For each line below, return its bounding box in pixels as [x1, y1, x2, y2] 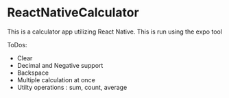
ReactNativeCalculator [7, 5, 139, 21]
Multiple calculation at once [16, 75, 96, 84]
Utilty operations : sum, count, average [16, 83, 128, 91]
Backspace [16, 69, 49, 77]
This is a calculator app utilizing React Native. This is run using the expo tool [7, 27, 223, 36]
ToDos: [7, 40, 27, 49]
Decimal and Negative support [16, 61, 104, 69]
